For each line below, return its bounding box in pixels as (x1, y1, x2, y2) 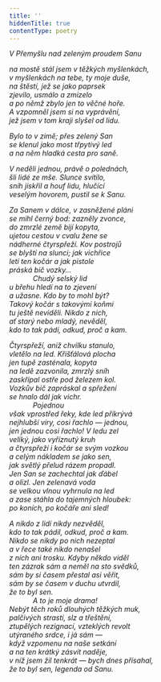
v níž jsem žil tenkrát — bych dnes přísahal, (9, 655, 154, 665)
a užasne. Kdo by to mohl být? (9, 291, 110, 300)
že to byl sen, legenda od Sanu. (9, 664, 115, 674)
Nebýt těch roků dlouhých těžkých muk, (9, 605, 141, 614)
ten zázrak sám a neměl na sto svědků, (9, 561, 139, 572)
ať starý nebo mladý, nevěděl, (9, 316, 107, 326)
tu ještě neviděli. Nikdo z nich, (9, 308, 108, 318)
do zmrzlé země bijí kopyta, (9, 222, 101, 232)
